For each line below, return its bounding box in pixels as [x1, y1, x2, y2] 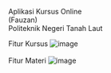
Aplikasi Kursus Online [8, 7, 82, 16]
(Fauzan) [8, 15, 38, 25]
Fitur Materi [8, 56, 46, 65]
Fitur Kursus [8, 39, 49, 48]
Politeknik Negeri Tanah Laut [8, 24, 103, 33]
